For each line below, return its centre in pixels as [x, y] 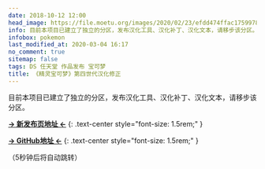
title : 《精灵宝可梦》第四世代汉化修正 [65, 74]
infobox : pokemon [37, 37]
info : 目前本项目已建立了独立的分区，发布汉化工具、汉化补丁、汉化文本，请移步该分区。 [133, 30]
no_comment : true [37, 52]
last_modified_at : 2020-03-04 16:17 [68, 45]
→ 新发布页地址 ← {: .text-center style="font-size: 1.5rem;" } [106, 123]
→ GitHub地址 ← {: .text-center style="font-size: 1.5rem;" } [104, 140]
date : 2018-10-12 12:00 [47, 15]
